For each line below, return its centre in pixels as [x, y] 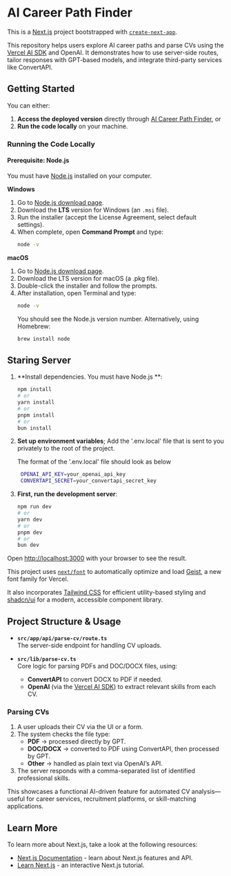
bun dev [28, 545]
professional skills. [43, 778]
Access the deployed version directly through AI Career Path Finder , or [119, 119]
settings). [31, 224]
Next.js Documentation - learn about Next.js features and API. [105, 858]
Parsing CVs [28, 712]
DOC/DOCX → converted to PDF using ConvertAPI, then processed [123, 749]
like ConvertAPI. [30, 67]
